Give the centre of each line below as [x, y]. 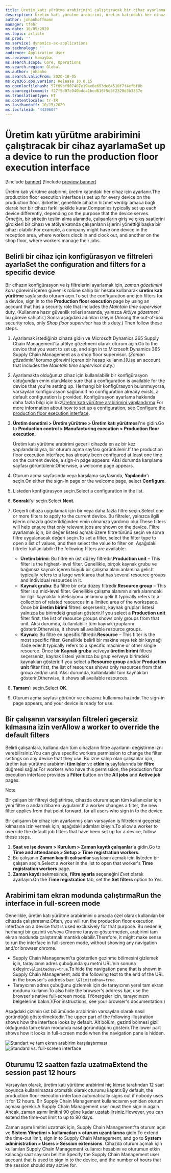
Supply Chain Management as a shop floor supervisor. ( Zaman [79, 354]
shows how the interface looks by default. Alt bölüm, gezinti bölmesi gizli [82, 1022]
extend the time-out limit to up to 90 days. [50, 1117]
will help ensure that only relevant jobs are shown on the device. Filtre [86, 527]
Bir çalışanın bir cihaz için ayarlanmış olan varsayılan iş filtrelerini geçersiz [83, 820]
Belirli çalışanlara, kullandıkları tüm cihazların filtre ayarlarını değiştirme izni [84, 747]
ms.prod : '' [18, 39]
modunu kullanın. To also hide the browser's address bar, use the [81, 991]
